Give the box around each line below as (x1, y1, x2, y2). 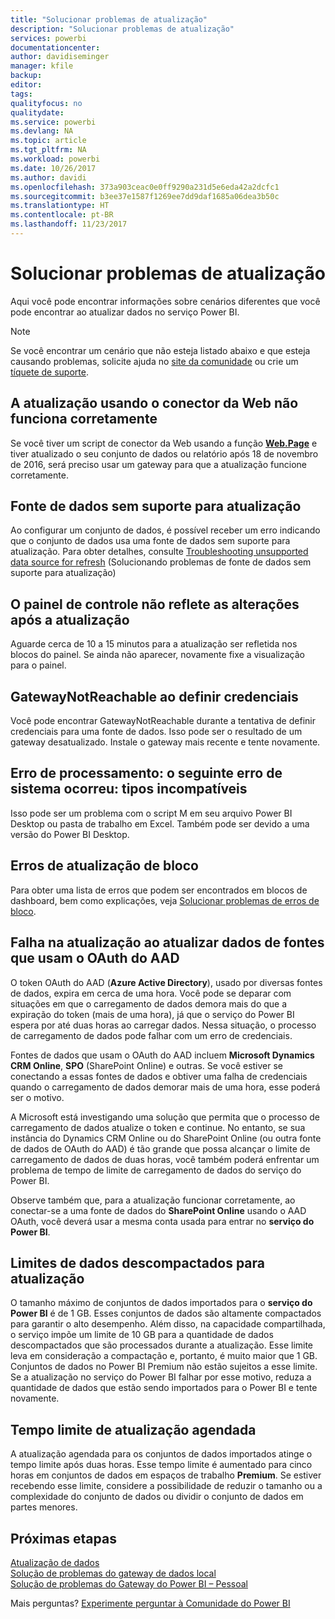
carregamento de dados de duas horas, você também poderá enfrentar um (10, 1153, 320, 1165)
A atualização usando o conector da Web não (10, 395, 299, 412)
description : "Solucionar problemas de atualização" (10, 24, 235, 34)
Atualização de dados (10, 1556, 100, 1568)
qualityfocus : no (10, 98, 83, 108)
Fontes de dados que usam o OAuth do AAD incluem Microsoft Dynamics (10, 1049, 315, 1061)
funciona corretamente (10, 411, 158, 428)
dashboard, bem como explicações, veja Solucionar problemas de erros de (10, 894, 320, 906)
